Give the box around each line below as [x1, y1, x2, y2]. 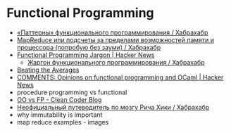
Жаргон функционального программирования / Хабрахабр [27, 58, 205, 66]
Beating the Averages [16, 65, 80, 74]
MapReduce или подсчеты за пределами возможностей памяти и [16, 35, 215, 44]
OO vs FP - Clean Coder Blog [16, 95, 102, 103]
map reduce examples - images [16, 118, 109, 126]
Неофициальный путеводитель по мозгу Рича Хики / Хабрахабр [16, 103, 210, 111]
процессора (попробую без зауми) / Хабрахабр [16, 43, 161, 51]
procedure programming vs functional [16, 88, 127, 96]
